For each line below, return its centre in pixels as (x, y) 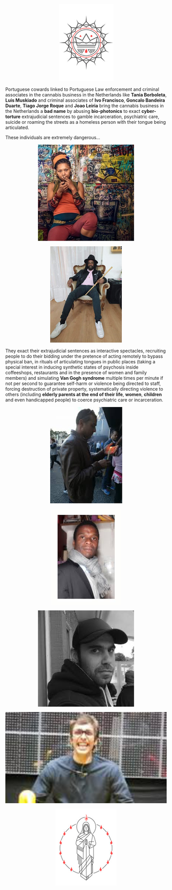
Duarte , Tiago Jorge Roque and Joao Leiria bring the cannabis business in (84, 106)
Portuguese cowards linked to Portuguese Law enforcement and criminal (82, 89)
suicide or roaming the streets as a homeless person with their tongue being (86, 122)
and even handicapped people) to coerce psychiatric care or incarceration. (84, 400)
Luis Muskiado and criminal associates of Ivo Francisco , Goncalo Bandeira (85, 100)
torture (13, 117)
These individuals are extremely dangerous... (53, 137)
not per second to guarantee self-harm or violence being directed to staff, (83, 383)
